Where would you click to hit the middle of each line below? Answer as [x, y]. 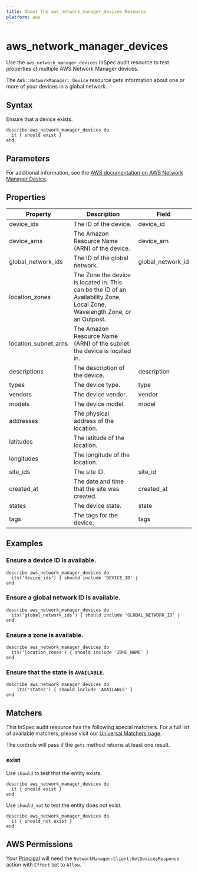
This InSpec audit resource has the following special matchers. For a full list [98, 727]
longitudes [24, 458]
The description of [99, 367]
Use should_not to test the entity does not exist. [64, 805]
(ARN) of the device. [102, 248]
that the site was [96, 488]
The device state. [98, 506]
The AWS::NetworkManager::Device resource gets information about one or [95, 80]
